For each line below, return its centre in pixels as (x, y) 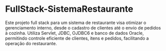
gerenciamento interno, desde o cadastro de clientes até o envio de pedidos (83, 27)
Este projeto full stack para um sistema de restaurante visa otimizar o (76, 23)
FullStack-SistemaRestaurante (69, 9)
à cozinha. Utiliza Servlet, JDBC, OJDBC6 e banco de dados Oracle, (75, 33)
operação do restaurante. (31, 43)
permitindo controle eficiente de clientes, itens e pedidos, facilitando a (77, 38)
